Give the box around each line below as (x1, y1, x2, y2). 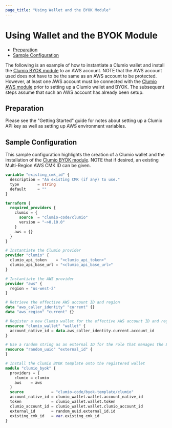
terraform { (5, 200, 31, 206)
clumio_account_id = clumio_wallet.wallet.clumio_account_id (10, 403, 143, 409)
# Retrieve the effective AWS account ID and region (5, 300, 120, 305)
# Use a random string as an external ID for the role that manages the (5, 342, 164, 348)
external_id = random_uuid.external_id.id (10, 409, 116, 414)
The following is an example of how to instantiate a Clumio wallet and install (5, 62, 165, 68)
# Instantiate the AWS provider (5, 276, 74, 281)
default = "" (10, 187, 47, 192)
